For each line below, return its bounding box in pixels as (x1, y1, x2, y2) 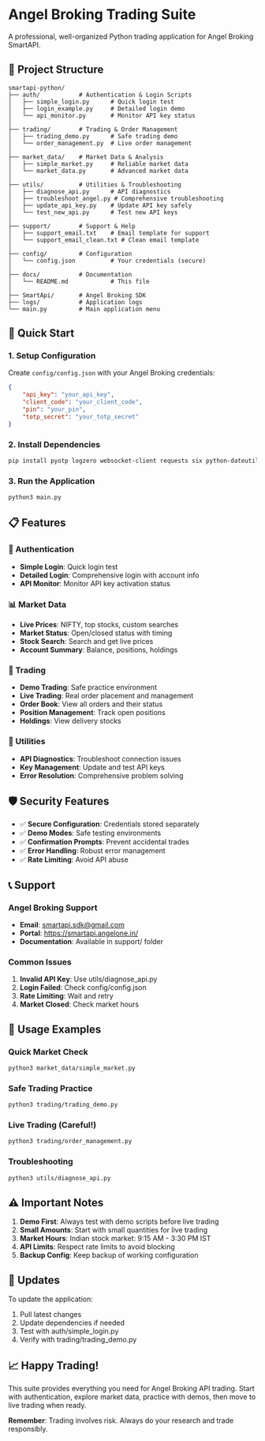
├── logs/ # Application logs (8, 298, 144, 306)
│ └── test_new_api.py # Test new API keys (8, 208, 178, 216)
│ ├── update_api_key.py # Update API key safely (8, 201, 192, 209)
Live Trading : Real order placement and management (19, 691, 194, 701)
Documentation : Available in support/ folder (19, 937, 164, 946)
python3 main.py (8, 494, 62, 502)
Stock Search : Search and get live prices (19, 637, 154, 646)
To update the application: (8, 1294, 93, 1304)
